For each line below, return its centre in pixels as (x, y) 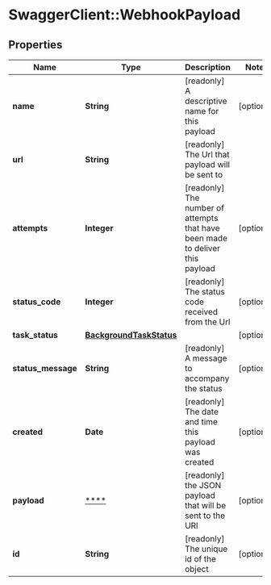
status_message (45, 368)
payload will (207, 165)
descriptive (206, 101)
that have (202, 228)
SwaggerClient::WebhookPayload (125, 15)
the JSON (203, 485)
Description (208, 67)
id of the (200, 559)
